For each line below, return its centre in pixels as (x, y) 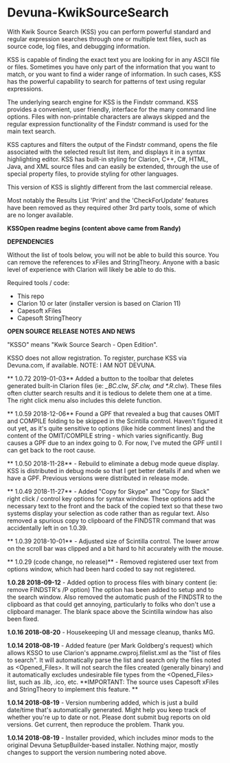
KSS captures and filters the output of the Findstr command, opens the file (113, 144)
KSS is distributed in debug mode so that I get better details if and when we (114, 470)
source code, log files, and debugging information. (79, 46)
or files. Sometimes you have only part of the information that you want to (111, 67)
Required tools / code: (38, 282)
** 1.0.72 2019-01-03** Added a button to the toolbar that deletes (101, 378)
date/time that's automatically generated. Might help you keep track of (107, 709)
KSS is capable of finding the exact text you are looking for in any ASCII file (113, 59)
